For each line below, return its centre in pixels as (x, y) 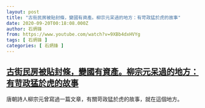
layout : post (23, 12)
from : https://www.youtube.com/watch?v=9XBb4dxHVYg (73, 35)
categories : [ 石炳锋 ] (35, 46)
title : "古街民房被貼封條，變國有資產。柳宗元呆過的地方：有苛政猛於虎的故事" (94, 18)
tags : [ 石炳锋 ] (27, 40)
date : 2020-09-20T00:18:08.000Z (47, 23)
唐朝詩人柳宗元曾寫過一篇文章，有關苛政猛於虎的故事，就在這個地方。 (95, 99)
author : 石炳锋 (24, 29)
